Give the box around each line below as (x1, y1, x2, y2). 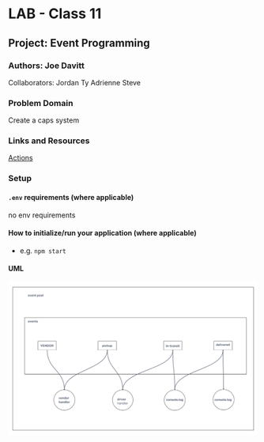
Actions (8, 153, 33, 163)
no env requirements (8, 210, 76, 220)
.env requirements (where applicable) (8, 192, 134, 202)
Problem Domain (8, 97, 74, 108)
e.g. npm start (19, 246, 66, 255)
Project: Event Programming (8, 36, 150, 50)
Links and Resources (8, 135, 90, 146)
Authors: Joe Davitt (8, 60, 85, 71)
